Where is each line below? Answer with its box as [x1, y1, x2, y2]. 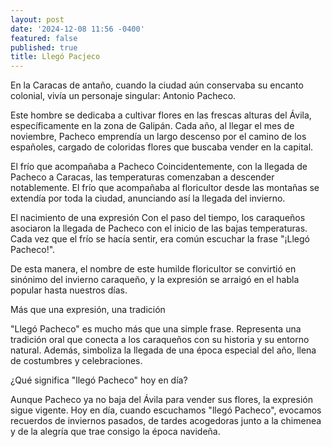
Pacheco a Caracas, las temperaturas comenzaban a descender [10, 171, 275, 183]
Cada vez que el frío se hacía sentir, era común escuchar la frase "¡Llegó [10, 233, 310, 245]
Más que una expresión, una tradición [10, 304, 166, 316]
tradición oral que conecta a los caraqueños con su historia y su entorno [10, 334, 310, 346]
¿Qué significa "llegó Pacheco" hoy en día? [10, 374, 188, 386]
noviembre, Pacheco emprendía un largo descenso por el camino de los [10, 131, 307, 143]
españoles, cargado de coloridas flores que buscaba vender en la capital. [10, 141, 314, 153]
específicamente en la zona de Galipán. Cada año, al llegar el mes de [10, 120, 295, 132]
